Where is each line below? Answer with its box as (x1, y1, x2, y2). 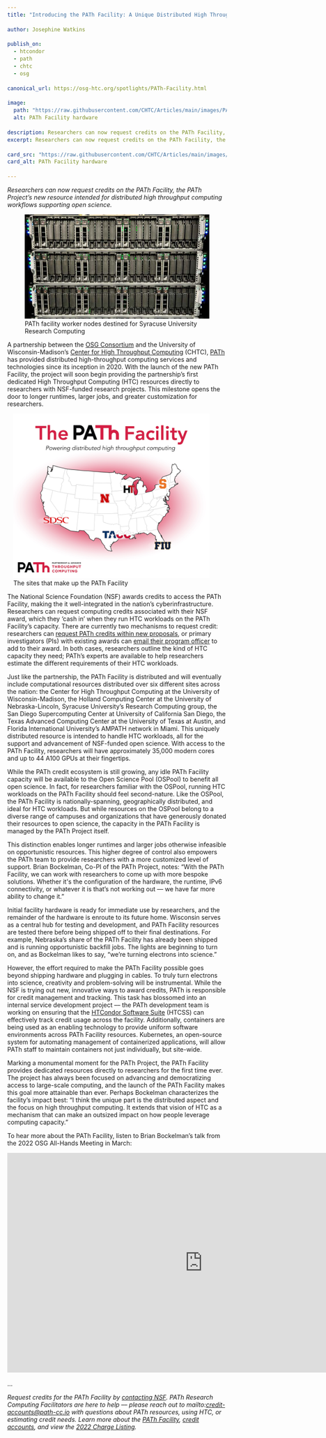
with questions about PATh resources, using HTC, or (71, 1408, 222, 1416)
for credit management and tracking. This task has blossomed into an (7, 994, 207, 1002)
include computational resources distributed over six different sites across (7, 680, 221, 688)
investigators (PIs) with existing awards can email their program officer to (7, 637, 218, 645)
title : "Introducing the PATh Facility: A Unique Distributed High (7, 11, 208, 18)
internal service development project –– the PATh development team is (7, 1001, 210, 1009)
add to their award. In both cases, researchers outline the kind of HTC (7, 644, 208, 653)
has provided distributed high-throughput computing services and (7, 355, 197, 363)
